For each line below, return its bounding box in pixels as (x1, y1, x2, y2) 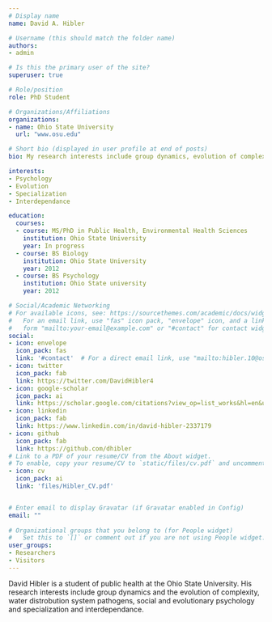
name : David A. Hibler (8, 19, 85, 28)
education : (8, 212, 45, 220)
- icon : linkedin (8, 407, 67, 415)
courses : (15, 219, 45, 227)
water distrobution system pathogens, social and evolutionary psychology (8, 595, 255, 605)
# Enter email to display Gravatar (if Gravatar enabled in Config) (8, 503, 244, 512)
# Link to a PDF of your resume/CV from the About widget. (8, 452, 212, 460)
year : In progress (23, 242, 85, 250)
